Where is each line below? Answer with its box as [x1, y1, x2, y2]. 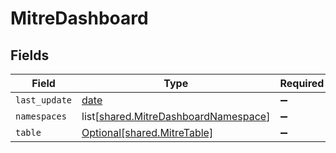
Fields [10, 47, 50, 64]
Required [279, 77, 325, 90]
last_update [15, 95, 73, 106]
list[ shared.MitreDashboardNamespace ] [81, 110, 271, 123]
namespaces [15, 111, 67, 122]
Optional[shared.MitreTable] [81, 126, 214, 139]
